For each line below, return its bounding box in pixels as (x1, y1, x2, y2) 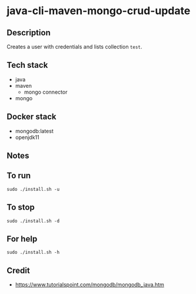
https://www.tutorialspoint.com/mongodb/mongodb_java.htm (15, 281, 164, 288)
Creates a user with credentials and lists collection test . (6, 43, 142, 50)
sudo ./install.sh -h (6, 249, 60, 256)
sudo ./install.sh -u (6, 186, 60, 192)
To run (6, 171, 31, 181)
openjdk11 (15, 134, 40, 141)
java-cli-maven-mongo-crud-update (6, 4, 191, 18)
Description (6, 28, 51, 38)
